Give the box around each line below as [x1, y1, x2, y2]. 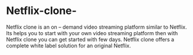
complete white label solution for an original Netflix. [6, 42, 131, 49]
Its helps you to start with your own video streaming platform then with [6, 29, 178, 36]
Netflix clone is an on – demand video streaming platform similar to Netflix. [6, 23, 187, 30]
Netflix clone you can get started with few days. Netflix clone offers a [6, 36, 175, 43]
